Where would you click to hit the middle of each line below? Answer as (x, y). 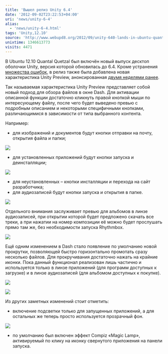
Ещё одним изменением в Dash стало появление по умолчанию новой (81, 246)
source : (13, 38)
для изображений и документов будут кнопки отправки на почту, (82, 132)
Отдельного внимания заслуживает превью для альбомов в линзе (76, 211)
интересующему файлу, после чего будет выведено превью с (71, 102)
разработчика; (28, 187)
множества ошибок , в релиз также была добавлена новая (67, 72)
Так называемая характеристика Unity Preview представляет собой (77, 87)
